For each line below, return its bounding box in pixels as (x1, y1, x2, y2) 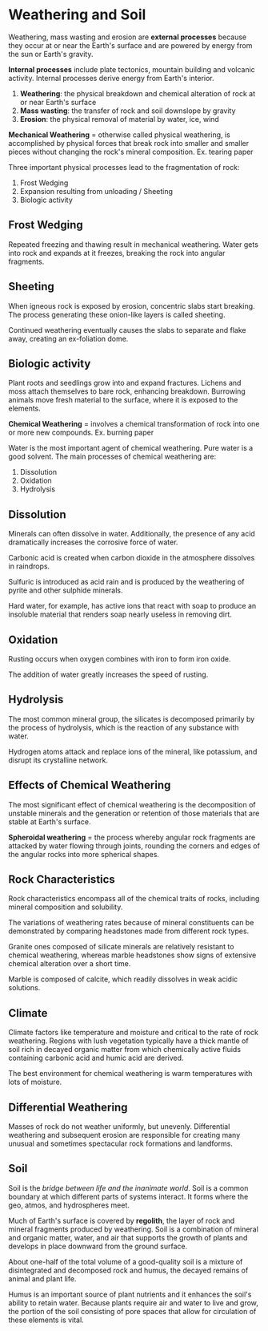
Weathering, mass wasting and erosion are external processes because (8, 32, 247, 42)
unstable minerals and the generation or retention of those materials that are (8, 808, 260, 818)
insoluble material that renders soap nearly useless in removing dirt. (8, 609, 232, 619)
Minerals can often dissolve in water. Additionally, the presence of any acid (8, 529, 256, 539)
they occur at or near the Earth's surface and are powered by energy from (8, 40, 253, 50)
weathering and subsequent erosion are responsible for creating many (8, 1131, 241, 1140)
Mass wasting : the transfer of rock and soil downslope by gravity (19, 106, 236, 115)
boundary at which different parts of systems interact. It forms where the (8, 1191, 249, 1201)
